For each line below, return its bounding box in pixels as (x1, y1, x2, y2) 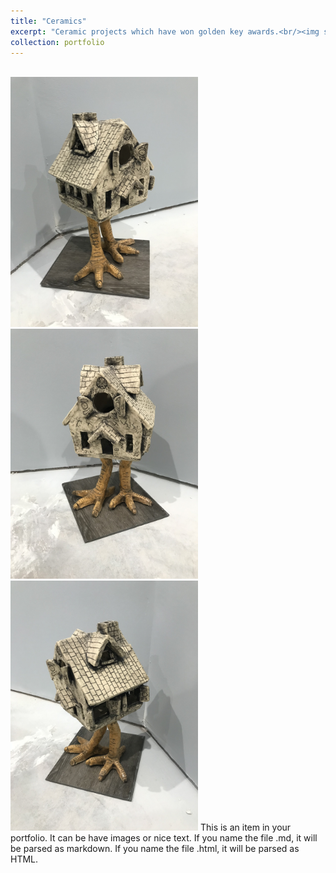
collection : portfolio (10, 37, 105, 47)
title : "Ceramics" (10, 16, 87, 26)
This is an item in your (199, 821, 292, 834)
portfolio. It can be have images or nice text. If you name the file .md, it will (10, 832, 318, 844)
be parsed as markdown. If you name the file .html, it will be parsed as (10, 843, 300, 855)
